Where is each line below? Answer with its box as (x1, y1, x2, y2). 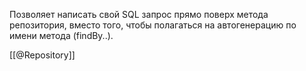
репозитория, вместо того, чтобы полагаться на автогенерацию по (9, 19, 297, 31)
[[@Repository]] (9, 49, 76, 61)
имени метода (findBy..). (9, 30, 114, 41)
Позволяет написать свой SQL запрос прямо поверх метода (9, 9, 269, 20)
